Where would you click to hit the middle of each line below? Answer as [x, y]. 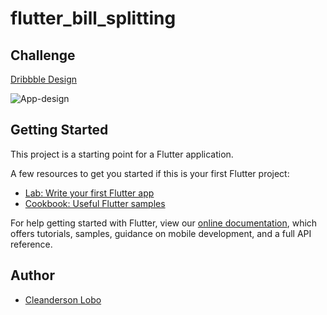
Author [32, 275]
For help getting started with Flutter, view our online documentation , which [164, 223]
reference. [31, 244]
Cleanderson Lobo [63, 299]
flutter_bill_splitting [93, 18]
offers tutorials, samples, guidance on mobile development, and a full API [161, 233]
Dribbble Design [44, 79]
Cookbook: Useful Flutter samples [95, 203]
